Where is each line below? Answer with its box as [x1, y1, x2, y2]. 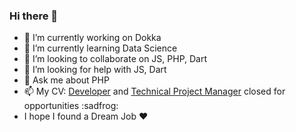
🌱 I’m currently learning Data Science [23, 42, 178, 54]
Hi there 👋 [9, 9, 59, 23]
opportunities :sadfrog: [23, 100, 119, 112]
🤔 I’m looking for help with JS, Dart [23, 64, 167, 76]
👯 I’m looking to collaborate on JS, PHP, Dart [23, 53, 208, 65]
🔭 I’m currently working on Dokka [23, 32, 162, 44]
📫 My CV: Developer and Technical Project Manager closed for [23, 85, 286, 98]
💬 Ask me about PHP [23, 74, 110, 86]
